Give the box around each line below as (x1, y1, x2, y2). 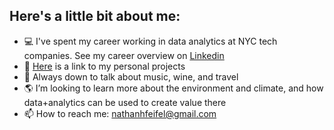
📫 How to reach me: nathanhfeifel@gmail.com (23, 107, 217, 119)
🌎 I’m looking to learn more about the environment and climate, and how (23, 82, 324, 94)
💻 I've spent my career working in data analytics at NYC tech (23, 35, 278, 47)
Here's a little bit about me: (9, 8, 181, 25)
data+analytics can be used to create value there (23, 96, 227, 108)
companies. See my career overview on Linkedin (23, 49, 225, 61)
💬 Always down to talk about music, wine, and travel (23, 70, 239, 83)
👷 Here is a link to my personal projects (23, 60, 186, 72)
